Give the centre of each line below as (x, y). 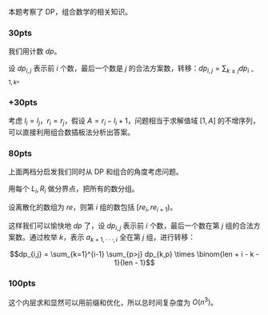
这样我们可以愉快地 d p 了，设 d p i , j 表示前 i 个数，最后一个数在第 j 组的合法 (131, 226)
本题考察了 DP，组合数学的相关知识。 (70, 12)
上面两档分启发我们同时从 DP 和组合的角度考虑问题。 (96, 172)
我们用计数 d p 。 (35, 51)
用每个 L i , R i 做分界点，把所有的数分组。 (74, 190)
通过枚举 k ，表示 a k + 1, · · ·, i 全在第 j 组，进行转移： (112, 238)
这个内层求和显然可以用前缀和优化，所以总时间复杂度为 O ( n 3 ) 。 (113, 301)
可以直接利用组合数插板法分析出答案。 (71, 132)
